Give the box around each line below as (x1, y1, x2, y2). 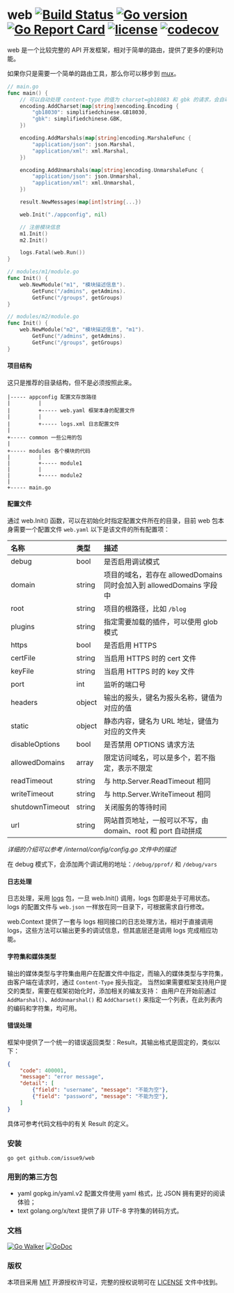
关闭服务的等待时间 (103, 803, 167, 812)
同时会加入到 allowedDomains (103, 580, 202, 590)
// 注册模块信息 (19, 224, 61, 231)
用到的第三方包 (7, 1172, 58, 1182)
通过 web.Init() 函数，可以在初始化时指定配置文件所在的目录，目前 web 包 (7, 516, 218, 525)
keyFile (10, 666, 35, 676)
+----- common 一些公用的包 (7, 434, 82, 441)
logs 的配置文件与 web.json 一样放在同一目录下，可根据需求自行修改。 (7, 903, 208, 911)
